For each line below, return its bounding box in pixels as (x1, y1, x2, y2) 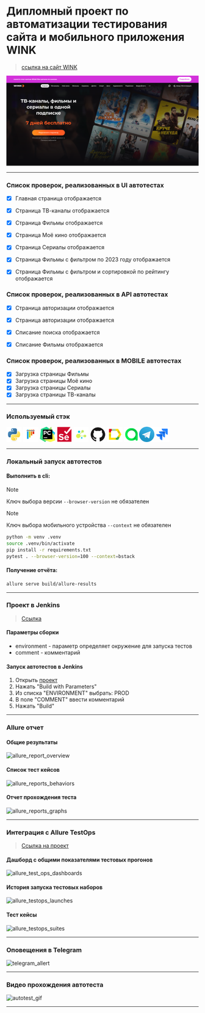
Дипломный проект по (6, 4, 129, 18)
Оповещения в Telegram (6, 945, 82, 954)
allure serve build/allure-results (6, 581, 97, 587)
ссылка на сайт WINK (21, 63, 77, 71)
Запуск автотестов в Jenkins (6, 663, 84, 670)
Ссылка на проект (21, 842, 69, 849)
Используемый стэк (6, 412, 70, 421)
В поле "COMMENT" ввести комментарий (15, 696, 124, 703)
